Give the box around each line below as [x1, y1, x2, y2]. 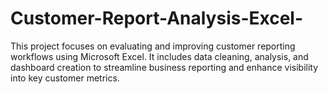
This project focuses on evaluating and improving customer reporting [10, 40, 296, 52]
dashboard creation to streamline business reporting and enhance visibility [10, 61, 319, 73]
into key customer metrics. [10, 72, 120, 84]
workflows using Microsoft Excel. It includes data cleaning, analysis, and [10, 50, 309, 62]
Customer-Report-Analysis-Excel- [10, 7, 304, 30]
